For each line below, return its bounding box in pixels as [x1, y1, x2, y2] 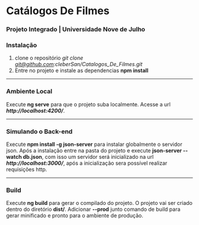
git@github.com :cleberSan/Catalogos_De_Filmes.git [14, 61, 143, 68]
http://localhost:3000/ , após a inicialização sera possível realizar [6, 159, 168, 167]
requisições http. [6, 166, 47, 172]
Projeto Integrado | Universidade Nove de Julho [6, 25, 146, 34]
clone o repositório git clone [14, 54, 84, 61]
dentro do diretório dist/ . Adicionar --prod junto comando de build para [6, 206, 181, 213]
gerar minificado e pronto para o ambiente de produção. [6, 212, 144, 219]
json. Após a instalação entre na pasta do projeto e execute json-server [6, 147, 182, 154]
